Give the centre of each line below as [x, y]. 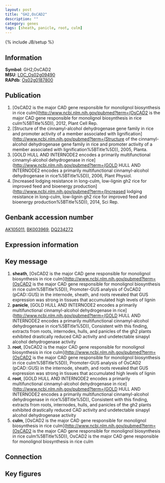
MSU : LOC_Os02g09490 [30, 75]
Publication [23, 96]
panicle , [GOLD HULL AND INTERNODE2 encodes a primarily [75, 305]
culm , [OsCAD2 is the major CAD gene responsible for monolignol [79, 420]
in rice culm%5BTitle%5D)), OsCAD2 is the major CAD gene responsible [85, 436]
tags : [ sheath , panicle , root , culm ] [44, 28]
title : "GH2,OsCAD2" [26, 14]
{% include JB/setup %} [30, 42]
